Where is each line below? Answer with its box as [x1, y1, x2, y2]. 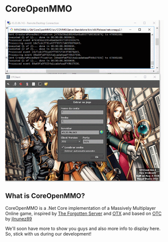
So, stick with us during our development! [5, 230, 92, 236]
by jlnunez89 [5, 215, 32, 221]
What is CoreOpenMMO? [5, 192, 86, 200]
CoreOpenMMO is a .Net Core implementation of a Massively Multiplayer [5, 205, 156, 211]
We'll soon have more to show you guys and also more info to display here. [5, 225, 161, 231]
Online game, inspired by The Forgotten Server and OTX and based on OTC [5, 210, 162, 216]
